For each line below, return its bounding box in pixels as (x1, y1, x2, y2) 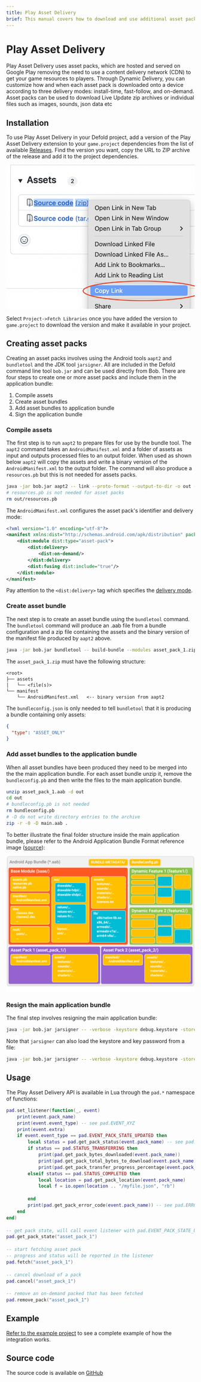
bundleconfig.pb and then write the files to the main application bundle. (6, 776, 182, 784)
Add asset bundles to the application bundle (6, 750, 138, 758)
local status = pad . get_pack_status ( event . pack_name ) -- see (28, 1139, 184, 1145)
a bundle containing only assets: (6, 710, 86, 718)
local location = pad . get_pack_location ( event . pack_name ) (38, 1177, 186, 1183)
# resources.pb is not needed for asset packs (6, 489, 124, 495)
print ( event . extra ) (17, 1126, 66, 1132)
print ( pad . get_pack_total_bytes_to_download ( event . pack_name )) (38, 1158, 199, 1164)
